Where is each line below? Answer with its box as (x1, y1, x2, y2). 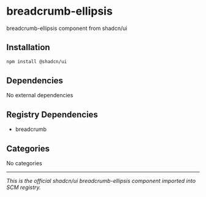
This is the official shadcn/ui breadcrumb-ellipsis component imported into (6, 177, 196, 185)
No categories (6, 160, 42, 167)
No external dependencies (6, 92, 74, 99)
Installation (6, 42, 50, 53)
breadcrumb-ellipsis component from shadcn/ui (6, 24, 128, 32)
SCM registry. (6, 184, 41, 191)
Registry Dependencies (6, 109, 98, 120)
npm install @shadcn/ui (6, 58, 67, 65)
